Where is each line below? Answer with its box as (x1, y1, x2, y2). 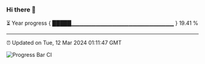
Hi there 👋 (6, 5, 37, 14)
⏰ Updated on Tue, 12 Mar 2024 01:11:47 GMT (6, 39, 122, 46)
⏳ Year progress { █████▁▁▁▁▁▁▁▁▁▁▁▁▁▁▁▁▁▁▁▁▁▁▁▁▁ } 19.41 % (6, 19, 199, 27)
